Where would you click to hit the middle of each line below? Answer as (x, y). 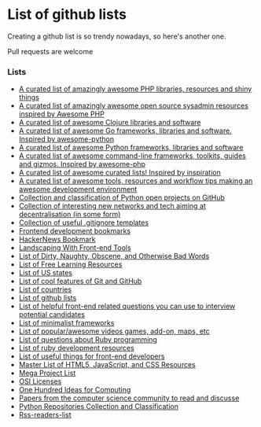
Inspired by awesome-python (66, 139)
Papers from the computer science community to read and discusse (129, 398)
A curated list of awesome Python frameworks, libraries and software (131, 148)
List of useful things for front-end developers (92, 356)
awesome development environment (78, 190)
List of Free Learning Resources (70, 264)
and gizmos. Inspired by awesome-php (82, 164)
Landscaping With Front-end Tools (75, 248)
